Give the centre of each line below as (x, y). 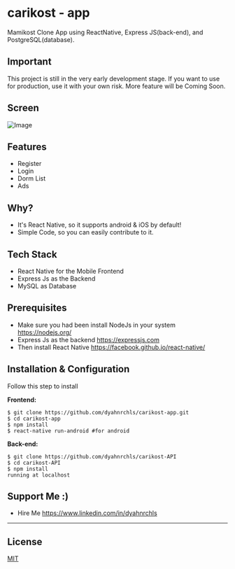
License (25, 541)
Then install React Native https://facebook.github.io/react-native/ (111, 347)
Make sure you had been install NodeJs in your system (97, 325)
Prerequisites (37, 308)
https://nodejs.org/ (44, 332)
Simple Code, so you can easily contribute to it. (85, 232)
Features (27, 147)
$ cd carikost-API (34, 463)
